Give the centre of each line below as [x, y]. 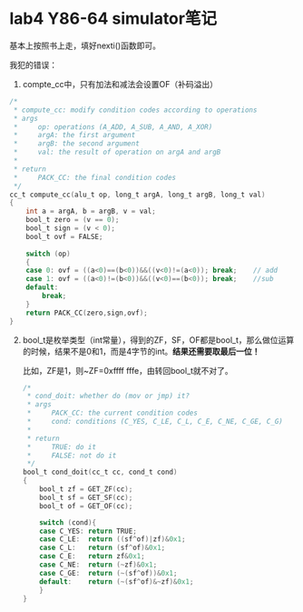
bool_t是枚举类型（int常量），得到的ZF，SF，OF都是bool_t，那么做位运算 [158, 340]
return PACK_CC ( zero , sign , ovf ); [87, 313]
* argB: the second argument [77, 144]
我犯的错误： [33, 65]
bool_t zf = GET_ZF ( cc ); [86, 489]
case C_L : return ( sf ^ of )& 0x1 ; [103, 548]
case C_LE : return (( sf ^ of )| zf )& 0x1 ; [112, 539]
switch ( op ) [48, 254]
